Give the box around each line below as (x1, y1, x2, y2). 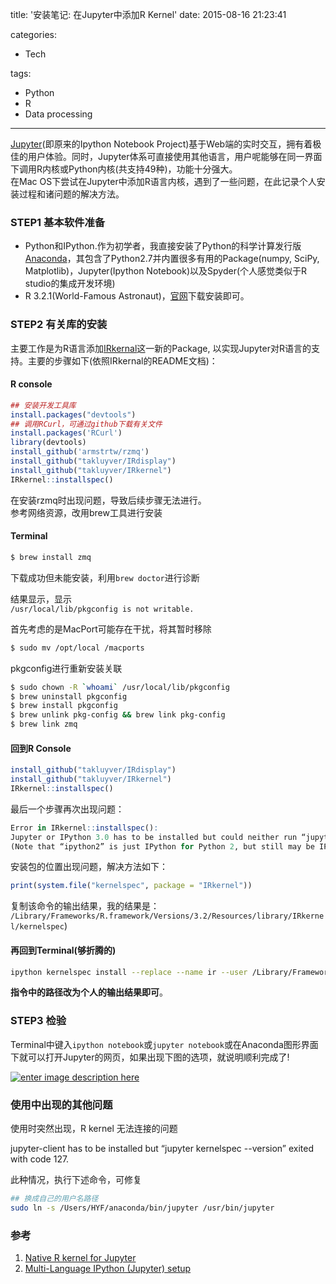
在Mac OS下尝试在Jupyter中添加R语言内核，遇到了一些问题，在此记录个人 (10, 176, 317, 187)
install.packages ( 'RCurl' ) (10, 428, 123, 438)
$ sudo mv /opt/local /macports (10, 643, 145, 653)
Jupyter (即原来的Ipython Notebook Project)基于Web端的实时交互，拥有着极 (10, 138, 322, 150)
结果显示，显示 (10, 593, 72, 605)
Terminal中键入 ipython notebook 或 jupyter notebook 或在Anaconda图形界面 (10, 1038, 319, 1050)
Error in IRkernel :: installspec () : (10, 823, 159, 833)
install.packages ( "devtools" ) (10, 409, 137, 420)
